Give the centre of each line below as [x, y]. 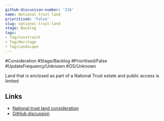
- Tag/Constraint [23, 38]
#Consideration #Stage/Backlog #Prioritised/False [56, 60]
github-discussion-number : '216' [40, 10]
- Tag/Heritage [21, 42]
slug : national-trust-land [33, 24]
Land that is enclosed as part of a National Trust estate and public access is [82, 75]
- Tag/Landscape [22, 47]
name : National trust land [33, 14]
